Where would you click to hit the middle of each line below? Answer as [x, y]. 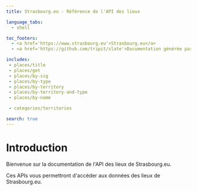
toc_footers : [22, 38]
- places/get [25, 70]
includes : [18, 60]
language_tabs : [25, 22]
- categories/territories [40, 108]
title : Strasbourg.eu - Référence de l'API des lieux [73, 11]
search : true [22, 119]
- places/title [27, 65]
